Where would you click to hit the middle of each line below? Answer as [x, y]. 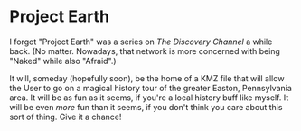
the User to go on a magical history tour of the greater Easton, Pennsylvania [150, 88]
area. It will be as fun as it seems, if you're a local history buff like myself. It [149, 98]
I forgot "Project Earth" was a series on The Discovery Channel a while [141, 42]
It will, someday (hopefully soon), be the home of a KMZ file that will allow [147, 78]
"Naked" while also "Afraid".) [63, 61]
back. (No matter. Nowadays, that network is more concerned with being [145, 51]
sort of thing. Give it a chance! [66, 117]
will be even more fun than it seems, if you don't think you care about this [146, 107]
